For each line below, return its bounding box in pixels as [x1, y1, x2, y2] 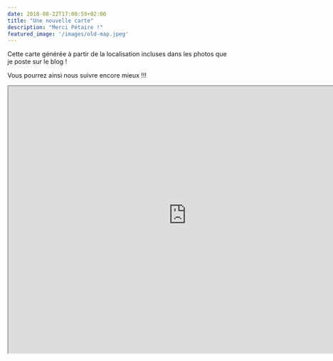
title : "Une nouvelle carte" [7, 17, 94, 24]
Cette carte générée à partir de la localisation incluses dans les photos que [7, 50, 227, 58]
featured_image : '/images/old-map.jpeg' [7, 30, 129, 38]
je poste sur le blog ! [7, 58, 68, 66]
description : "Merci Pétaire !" [7, 23, 103, 31]
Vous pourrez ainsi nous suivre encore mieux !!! [7, 71, 147, 80]
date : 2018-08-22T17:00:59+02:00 [7, 10, 107, 18]
